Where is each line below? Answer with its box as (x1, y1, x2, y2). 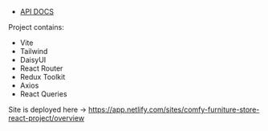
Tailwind (19, 47, 48, 55)
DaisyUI (19, 55, 47, 64)
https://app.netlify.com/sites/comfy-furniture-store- (87, 104, 260, 114)
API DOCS (19, 7, 55, 16)
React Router (19, 63, 63, 73)
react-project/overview (8, 113, 85, 123)
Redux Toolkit (19, 72, 66, 81)
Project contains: (8, 23, 64, 31)
